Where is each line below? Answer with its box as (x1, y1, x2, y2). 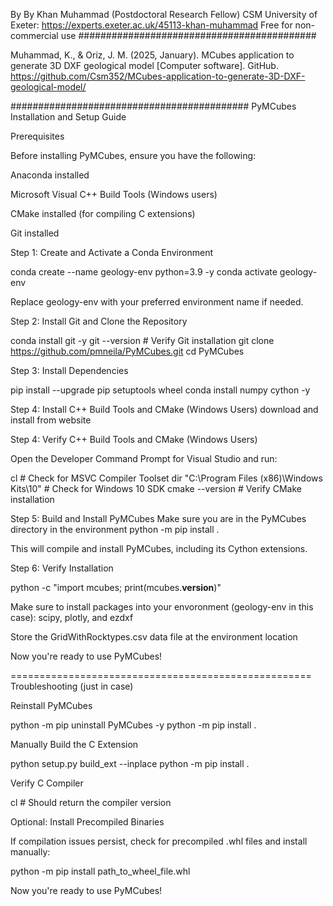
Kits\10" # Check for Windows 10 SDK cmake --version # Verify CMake (10, 483, 302, 494)
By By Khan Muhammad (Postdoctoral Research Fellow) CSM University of (10, 9, 318, 20)
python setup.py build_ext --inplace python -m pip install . (10, 758, 250, 769)
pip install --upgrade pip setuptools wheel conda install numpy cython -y (10, 384, 311, 396)
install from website (10, 414, 92, 426)
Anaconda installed (10, 169, 90, 181)
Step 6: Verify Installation (10, 562, 114, 574)
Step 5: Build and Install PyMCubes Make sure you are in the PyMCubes (10, 513, 307, 524)
